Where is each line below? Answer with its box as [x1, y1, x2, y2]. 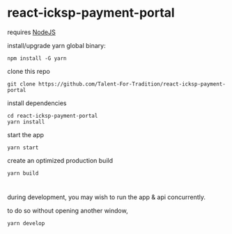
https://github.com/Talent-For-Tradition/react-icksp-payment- [38, 80, 226, 88]
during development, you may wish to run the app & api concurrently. [7, 193, 206, 201]
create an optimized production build [7, 156, 114, 164]
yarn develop [7, 220, 45, 227]
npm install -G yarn [7, 54, 68, 62]
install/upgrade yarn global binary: [7, 41, 106, 49]
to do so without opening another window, [7, 207, 128, 215]
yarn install [7, 118, 45, 125]
